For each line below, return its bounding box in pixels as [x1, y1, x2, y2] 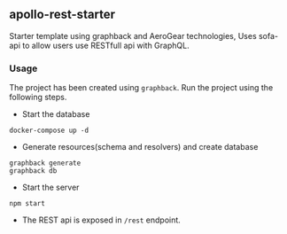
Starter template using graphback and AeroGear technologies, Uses [9, 30, 257, 41]
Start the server [21, 182, 80, 193]
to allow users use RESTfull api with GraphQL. [21, 40, 190, 51]
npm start [9, 199, 46, 208]
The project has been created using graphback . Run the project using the [9, 82, 274, 93]
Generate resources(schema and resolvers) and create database [21, 142, 259, 152]
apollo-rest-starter [9, 7, 116, 22]
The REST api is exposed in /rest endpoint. [21, 214, 182, 225]
